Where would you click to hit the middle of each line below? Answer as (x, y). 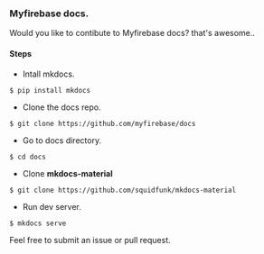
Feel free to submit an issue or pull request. (90, 240)
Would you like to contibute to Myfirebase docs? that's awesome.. (132, 33)
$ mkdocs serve (38, 223)
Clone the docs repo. (61, 107)
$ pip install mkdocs (50, 90)
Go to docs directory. (62, 140)
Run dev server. (52, 206)
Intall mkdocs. (48, 74)
